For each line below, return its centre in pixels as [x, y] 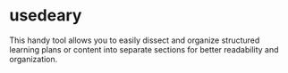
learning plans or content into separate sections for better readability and [144, 49]
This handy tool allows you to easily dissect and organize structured [135, 40]
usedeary [46, 16]
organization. [34, 59]
